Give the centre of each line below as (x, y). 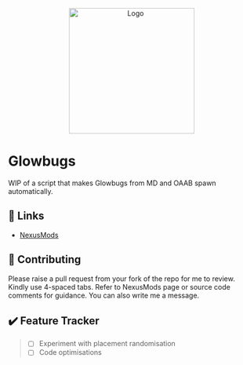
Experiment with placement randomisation (107, 344)
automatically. (31, 191)
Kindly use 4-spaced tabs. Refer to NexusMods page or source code (120, 287)
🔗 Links (26, 216)
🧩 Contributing (45, 259)
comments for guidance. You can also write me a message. (104, 295)
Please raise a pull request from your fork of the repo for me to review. (121, 279)
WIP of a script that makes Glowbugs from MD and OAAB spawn (112, 183)
